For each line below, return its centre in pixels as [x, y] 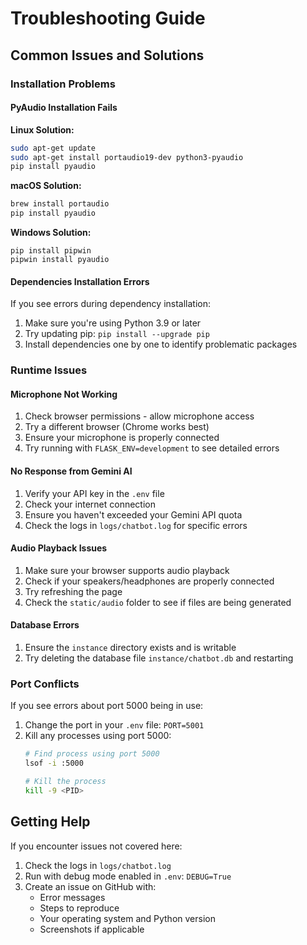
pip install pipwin [51, 251]
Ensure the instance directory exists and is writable [130, 648]
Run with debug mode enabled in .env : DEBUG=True [128, 876]
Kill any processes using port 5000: [98, 736]
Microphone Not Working [64, 394]
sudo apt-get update [53, 148]
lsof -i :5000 [54, 763]
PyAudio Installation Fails [64, 108]
